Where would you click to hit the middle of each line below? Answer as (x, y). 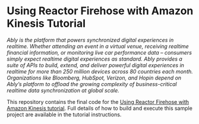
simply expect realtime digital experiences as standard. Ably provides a (95, 59)
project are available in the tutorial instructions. (64, 115)
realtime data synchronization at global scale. (63, 90)
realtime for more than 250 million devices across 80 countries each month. (100, 71)
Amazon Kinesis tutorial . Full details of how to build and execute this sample (99, 108)
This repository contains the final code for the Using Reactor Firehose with (98, 101)
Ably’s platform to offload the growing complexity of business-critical (92, 84)
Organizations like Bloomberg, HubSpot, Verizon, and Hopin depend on (94, 78)
